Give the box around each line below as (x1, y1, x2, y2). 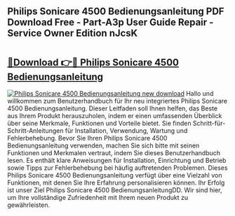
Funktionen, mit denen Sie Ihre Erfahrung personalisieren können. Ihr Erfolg (7, 178, 225, 187)
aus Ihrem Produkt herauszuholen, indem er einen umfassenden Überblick (7, 112, 222, 120)
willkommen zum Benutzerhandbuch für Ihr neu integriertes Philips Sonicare (7, 97, 228, 105)
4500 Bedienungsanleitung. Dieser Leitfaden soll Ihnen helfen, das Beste (7, 104, 218, 113)
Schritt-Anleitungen (7, 127, 64, 135)
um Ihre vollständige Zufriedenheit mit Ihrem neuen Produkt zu (7, 194, 188, 201)
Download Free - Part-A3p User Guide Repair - (7, 17, 214, 29)
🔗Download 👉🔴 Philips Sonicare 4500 (7, 56, 179, 69)
